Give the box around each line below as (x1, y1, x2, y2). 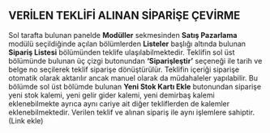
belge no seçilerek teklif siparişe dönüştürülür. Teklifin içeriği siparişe (8, 64, 240, 74)
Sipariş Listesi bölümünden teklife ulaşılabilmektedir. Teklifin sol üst (8, 47, 235, 57)
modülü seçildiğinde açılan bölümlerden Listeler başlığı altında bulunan (8, 39, 246, 48)
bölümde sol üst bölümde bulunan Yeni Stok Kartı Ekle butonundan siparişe (8, 81, 262, 91)
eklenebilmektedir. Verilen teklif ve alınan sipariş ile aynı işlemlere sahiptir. (8, 107, 255, 117)
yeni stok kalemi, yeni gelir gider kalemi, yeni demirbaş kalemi (8, 90, 215, 100)
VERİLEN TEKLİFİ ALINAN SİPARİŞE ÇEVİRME (8, 9, 241, 23)
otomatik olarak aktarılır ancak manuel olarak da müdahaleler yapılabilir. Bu (8, 73, 258, 82)
